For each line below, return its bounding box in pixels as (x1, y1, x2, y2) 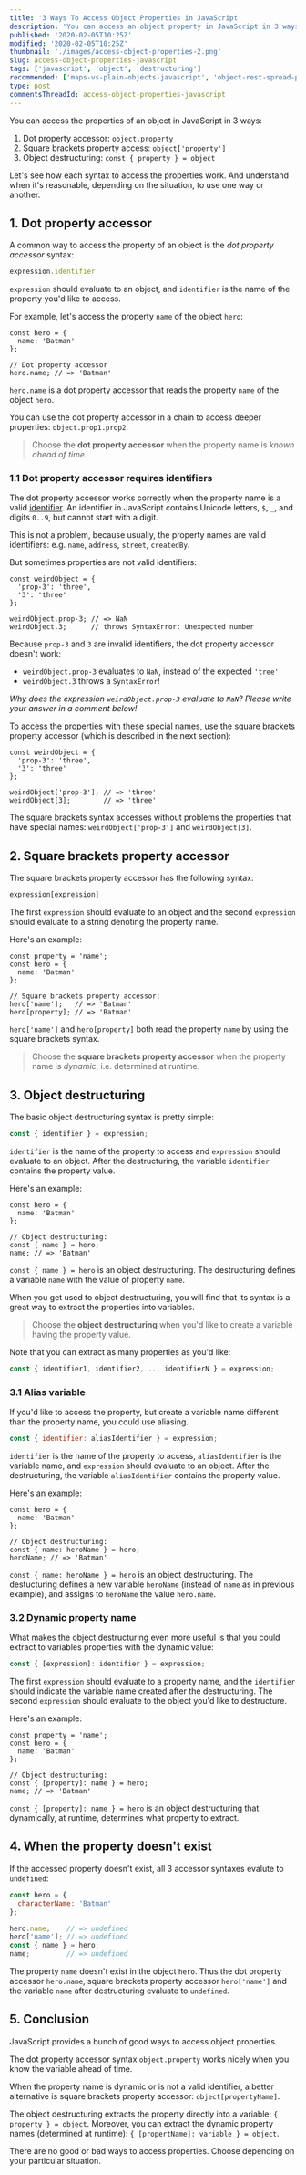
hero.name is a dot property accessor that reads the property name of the (9, 384, 280, 395)
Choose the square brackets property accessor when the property (31, 1051, 287, 1062)
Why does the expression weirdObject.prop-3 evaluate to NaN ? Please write (9, 693, 291, 704)
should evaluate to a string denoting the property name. (9, 917, 219, 928)
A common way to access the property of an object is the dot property (9, 239, 275, 251)
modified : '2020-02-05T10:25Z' (9, 38, 128, 48)
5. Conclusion (9, 2012, 89, 2027)
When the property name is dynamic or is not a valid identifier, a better (9, 2081, 275, 2092)
